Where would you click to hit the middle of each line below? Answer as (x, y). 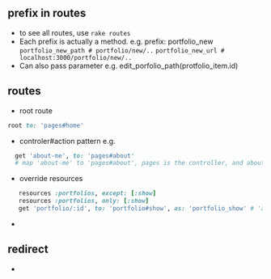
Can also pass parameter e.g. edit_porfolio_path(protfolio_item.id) (129, 66)
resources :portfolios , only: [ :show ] (84, 201)
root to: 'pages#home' (46, 125)
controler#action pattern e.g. (67, 141)
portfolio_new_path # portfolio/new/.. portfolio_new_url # (122, 51)
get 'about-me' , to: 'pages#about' (75, 156)
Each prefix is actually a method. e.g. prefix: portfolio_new (116, 41)
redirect (28, 249)
